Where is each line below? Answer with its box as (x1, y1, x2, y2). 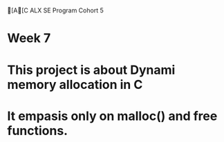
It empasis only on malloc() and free (7, 108, 218, 123)
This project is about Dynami (7, 62, 176, 78)
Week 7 (7, 30, 51, 46)
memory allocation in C (7, 77, 143, 92)
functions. (7, 123, 68, 139)
